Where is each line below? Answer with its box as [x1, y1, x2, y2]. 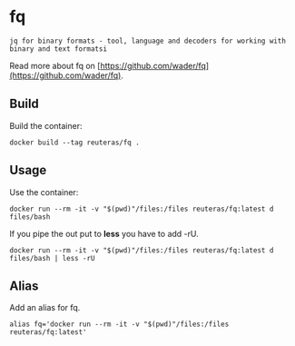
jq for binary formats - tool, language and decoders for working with [9, 36, 286, 45]
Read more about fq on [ [9, 60, 101, 71]
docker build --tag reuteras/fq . [9, 138, 141, 147]
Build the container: [9, 120, 83, 131]
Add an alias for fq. [9, 302, 81, 313]
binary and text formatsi [9, 44, 107, 54]
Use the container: [9, 186, 79, 197]
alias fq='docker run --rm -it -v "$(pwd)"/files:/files [9, 320, 230, 329]
